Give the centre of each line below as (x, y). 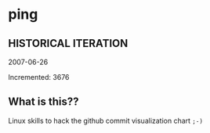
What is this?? (43, 102)
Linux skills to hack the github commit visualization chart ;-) (106, 120)
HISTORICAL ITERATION (68, 43)
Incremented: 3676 (39, 77)
